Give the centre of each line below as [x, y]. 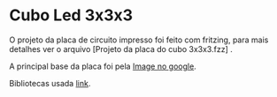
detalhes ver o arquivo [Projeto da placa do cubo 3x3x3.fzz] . [121, 48]
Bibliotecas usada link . [50, 83]
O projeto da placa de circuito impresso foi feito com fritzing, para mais [139, 40]
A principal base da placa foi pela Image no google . [103, 66]
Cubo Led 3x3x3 [71, 15]
